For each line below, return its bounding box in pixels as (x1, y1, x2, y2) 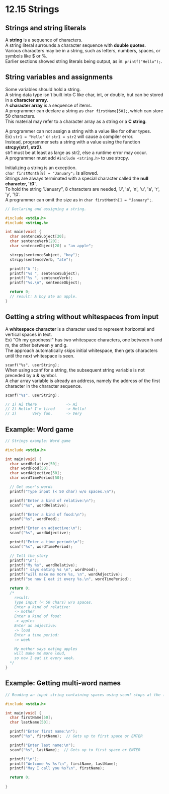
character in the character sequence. (5, 383, 82, 389)
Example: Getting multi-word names (5, 679, 121, 688)
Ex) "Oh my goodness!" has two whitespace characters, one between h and (5, 336, 162, 343)
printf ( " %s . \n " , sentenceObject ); (10, 280, 82, 285)
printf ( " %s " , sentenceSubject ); (10, 271, 80, 276)
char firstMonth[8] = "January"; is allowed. (5, 170, 99, 176)
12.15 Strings (5, 4, 59, 15)
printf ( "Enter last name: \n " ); (10, 743, 75, 748)
